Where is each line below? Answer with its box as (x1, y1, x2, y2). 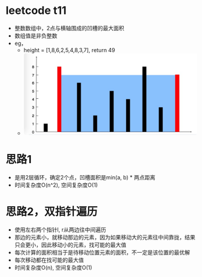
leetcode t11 (5, 4, 67, 18)
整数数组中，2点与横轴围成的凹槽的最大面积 (14, 24, 125, 32)
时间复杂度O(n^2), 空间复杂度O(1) (14, 181, 98, 189)
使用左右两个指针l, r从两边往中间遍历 (14, 225, 107, 233)
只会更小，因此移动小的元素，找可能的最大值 (14, 241, 127, 249)
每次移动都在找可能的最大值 (14, 256, 84, 264)
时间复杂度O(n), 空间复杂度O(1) (14, 264, 92, 271)
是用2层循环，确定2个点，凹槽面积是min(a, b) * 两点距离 (14, 174, 156, 181)
